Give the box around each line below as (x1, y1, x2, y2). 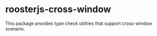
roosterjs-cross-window (5, 4, 111, 15)
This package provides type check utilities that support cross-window (5, 20, 152, 26)
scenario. (5, 25, 25, 31)
